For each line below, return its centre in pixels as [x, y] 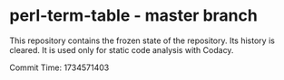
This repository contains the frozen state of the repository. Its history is [142, 40]
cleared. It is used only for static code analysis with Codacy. [122, 49]
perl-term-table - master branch [134, 16]
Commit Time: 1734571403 [59, 67]
